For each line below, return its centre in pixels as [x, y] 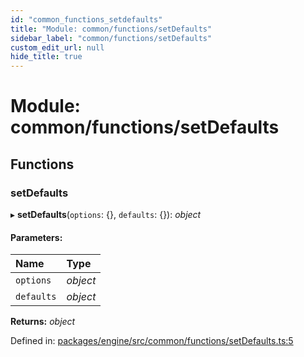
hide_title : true [46, 57]
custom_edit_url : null [57, 47]
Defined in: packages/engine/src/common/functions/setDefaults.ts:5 [152, 341]
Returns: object [43, 322]
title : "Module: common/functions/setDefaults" [111, 29]
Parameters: [36, 237]
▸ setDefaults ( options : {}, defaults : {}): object [106, 214]
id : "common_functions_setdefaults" [86, 19]
